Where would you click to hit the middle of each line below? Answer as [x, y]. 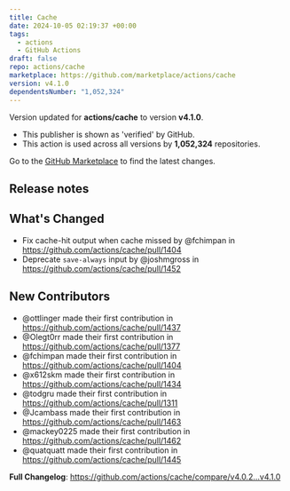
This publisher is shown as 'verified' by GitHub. [108, 134]
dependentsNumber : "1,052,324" [67, 91]
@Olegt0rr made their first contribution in [98, 337]
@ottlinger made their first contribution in [98, 318]
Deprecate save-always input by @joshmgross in [110, 259]
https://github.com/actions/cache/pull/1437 [102, 327]
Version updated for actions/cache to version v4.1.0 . [106, 117]
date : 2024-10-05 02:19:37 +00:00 [73, 26]
